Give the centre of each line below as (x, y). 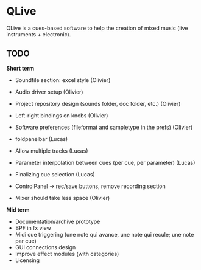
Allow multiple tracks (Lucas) (51, 151)
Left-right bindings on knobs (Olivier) (62, 115)
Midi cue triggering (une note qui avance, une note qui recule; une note (104, 234)
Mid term (18, 209)
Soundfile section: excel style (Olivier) (63, 80)
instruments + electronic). (39, 34)
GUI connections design (45, 247)
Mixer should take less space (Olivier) (62, 198)
